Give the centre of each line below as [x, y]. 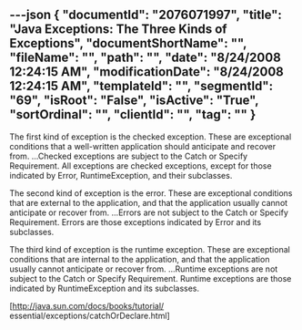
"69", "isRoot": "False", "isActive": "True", [134, 101]
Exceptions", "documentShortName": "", [128, 43]
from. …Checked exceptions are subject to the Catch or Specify [129, 156]
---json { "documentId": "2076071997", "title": [146, 15]
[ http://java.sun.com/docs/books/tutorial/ [87, 305]
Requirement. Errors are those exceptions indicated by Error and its [136, 222]
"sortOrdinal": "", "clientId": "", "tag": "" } [133, 114]
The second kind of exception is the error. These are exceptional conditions [151, 193]
